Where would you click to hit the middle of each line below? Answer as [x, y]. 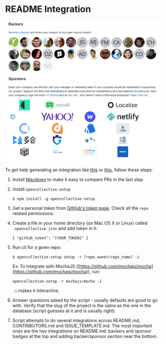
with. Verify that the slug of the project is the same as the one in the [82, 306]
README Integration [48, 9]
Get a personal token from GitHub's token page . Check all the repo [80, 208]
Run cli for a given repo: [37, 247]
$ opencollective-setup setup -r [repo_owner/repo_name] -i [76, 257]
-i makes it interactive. [36, 291]
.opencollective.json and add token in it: [55, 229]
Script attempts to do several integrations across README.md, [76, 321]
